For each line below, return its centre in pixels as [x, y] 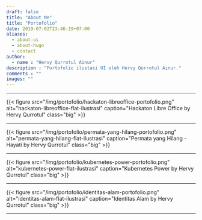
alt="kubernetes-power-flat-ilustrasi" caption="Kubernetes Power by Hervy [100, 169]
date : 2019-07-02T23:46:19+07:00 [48, 29]
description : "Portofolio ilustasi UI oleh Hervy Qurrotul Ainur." [94, 68]
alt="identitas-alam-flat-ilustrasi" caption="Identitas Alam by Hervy [90, 199]
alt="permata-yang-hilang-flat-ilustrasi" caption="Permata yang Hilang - [96, 139]
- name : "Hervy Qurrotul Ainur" [54, 62]
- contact [24, 51]
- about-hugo [28, 46]
